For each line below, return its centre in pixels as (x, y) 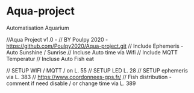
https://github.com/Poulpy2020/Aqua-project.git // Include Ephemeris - (95, 46)
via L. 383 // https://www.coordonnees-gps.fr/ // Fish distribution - (89, 77)
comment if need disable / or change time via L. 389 (71, 83)
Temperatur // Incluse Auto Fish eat (50, 59)
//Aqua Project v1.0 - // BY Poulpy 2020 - (57, 39)
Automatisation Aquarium (38, 28)
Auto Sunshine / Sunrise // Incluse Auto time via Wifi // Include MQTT (92, 52)
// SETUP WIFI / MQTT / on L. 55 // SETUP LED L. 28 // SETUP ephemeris (97, 70)
